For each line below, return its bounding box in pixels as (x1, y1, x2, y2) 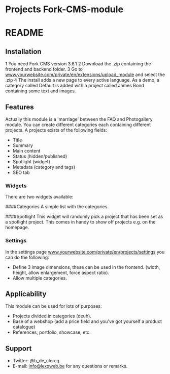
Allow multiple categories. (12, 275, 67, 281)
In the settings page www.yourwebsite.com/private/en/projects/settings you (5, 248, 165, 255)
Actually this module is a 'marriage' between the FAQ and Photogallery (5, 116, 153, 122)
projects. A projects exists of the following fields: (5, 127, 108, 133)
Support (5, 344, 32, 353)
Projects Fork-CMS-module (5, 4, 123, 15)
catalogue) (12, 324, 36, 330)
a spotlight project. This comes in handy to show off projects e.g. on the (5, 219, 156, 225)
